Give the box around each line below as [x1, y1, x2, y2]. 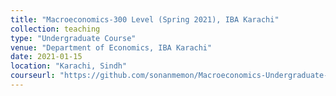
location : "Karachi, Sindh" [10, 61, 128, 71]
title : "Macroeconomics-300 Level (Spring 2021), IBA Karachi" [10, 14, 280, 25]
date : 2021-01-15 [10, 52, 83, 62]
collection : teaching [10, 24, 101, 34]
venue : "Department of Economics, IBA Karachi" [10, 42, 213, 53]
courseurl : [10, 71, 56, 81]
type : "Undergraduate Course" [10, 33, 137, 43]
